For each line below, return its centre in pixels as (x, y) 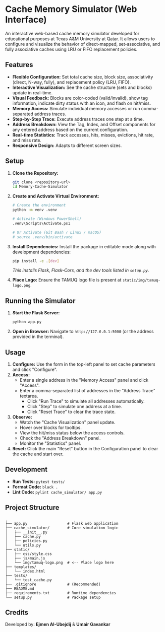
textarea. (29, 396)
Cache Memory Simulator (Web (71, 9)
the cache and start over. (38, 454)
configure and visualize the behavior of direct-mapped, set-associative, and (82, 44)
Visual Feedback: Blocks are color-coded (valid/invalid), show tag (80, 98)
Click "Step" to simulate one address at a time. (75, 406)
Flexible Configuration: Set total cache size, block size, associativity (83, 77)
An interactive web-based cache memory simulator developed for (72, 33)
